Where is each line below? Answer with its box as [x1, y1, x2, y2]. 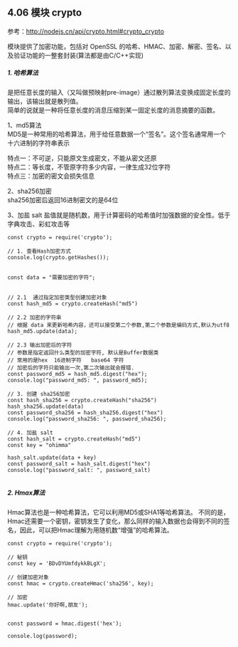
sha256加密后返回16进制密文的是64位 [7, 195, 119, 204]
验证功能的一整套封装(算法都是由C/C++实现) [13, 51, 144, 59]
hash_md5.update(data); [7, 327, 78, 335]
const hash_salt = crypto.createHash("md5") [7, 435, 141, 443]
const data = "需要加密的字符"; [7, 273, 96, 281]
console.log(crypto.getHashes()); [7, 253, 110, 261]
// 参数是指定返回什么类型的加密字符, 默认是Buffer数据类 [7, 349, 159, 356]
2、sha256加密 [7, 186, 52, 195]
